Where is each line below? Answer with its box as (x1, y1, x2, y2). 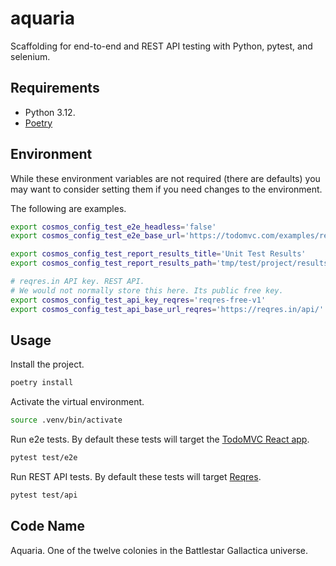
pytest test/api (10, 490, 78, 500)
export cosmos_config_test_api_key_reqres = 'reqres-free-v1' (10, 295, 267, 305)
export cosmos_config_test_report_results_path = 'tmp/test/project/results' (10, 258, 333, 269)
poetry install (10, 378, 74, 388)
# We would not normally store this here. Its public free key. (10, 285, 284, 296)
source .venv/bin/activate (10, 415, 123, 426)
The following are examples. (10, 202, 127, 214)
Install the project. (10, 358, 85, 371)
